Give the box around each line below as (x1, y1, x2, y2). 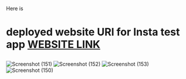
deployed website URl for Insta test (6, 26, 180, 39)
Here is (6, 5, 23, 12)
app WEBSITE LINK (6, 38, 101, 51)
